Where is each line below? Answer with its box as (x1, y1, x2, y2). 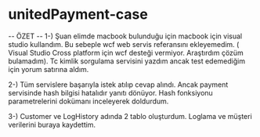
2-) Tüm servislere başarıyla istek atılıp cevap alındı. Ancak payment (8, 80, 229, 89)
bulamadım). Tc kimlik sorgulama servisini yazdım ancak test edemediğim (8, 56, 245, 66)
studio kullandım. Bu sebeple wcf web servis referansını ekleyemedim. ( (8, 39, 240, 49)
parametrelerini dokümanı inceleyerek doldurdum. (8, 96, 169, 106)
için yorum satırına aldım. (8, 64, 89, 74)
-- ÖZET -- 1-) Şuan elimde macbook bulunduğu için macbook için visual (8, 31, 243, 41)
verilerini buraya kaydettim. (8, 120, 96, 129)
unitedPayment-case (8, 5, 149, 23)
